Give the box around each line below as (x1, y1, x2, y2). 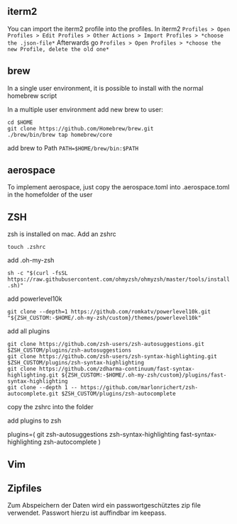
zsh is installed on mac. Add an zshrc (7, 230, 117, 238)
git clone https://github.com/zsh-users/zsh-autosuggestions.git (7, 340, 204, 348)
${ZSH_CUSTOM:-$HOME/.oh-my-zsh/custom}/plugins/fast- (61, 372, 227, 379)
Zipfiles (7, 482, 43, 495)
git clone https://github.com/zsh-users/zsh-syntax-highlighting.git (7, 353, 218, 360)
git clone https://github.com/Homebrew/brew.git (7, 125, 154, 132)
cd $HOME (7, 118, 33, 126)
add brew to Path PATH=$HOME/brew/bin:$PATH (7, 143, 139, 152)
